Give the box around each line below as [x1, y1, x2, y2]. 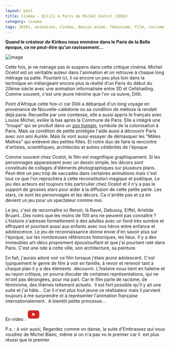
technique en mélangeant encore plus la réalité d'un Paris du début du [5, 80, 152, 86]
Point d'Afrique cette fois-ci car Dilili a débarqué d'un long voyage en [5, 101, 150, 107]
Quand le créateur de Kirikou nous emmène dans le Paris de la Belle [5, 39, 151, 45]
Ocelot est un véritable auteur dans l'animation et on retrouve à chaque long [5, 69, 164, 76]
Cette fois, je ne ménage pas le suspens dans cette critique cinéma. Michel [5, 64, 162, 70]
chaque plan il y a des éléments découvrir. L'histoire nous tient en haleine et [5, 266, 165, 272]
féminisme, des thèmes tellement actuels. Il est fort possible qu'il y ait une [5, 282, 161, 288]
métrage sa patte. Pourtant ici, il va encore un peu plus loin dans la [5, 75, 145, 81]
